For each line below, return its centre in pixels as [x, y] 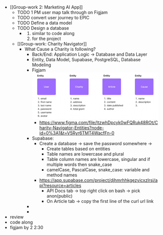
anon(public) [60, 196]
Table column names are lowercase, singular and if [99, 159]
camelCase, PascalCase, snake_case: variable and [98, 170]
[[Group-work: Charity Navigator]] [52, 44]
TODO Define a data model [45, 23]
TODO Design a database [43, 28]
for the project [46, 39]
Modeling [41, 65]
